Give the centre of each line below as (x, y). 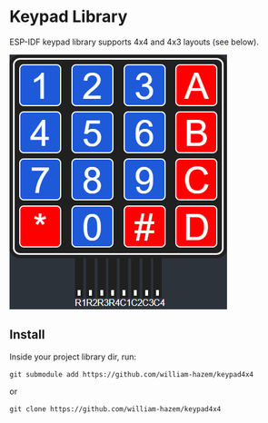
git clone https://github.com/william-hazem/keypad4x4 (115, 409)
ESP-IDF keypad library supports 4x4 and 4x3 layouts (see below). (134, 42)
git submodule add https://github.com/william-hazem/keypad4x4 (132, 374)
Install (27, 334)
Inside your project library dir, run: (73, 357)
